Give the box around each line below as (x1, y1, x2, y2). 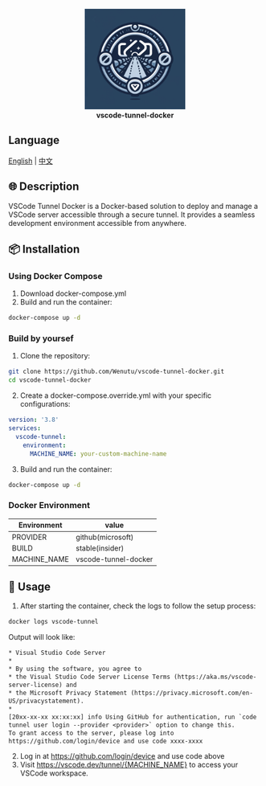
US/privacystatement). (8, 697, 84, 706)
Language (8, 133, 60, 147)
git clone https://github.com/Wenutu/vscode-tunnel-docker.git (8, 367, 225, 376)
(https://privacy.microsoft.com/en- (130, 689, 253, 698)
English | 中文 (8, 156, 54, 166)
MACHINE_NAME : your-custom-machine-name (29, 449, 167, 458)
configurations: (19, 399, 71, 409)
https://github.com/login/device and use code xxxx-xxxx (8, 737, 203, 746)
